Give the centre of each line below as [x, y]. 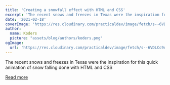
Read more [17, 77]
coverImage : [18, 24]
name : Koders [24, 33]
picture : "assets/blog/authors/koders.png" [56, 38]
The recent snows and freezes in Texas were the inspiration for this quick [82, 62]
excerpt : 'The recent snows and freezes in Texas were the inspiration [82, 15]
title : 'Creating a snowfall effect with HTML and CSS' [65, 10]
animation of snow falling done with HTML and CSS [59, 67]
